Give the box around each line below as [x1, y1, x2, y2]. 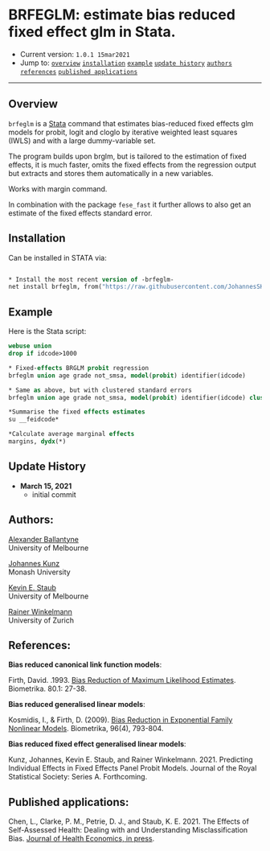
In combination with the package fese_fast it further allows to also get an [8, 199, 252, 209]
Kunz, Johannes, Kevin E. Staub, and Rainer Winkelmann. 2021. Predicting [8, 754, 253, 765]
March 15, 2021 [19, 481, 72, 491]
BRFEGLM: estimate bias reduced [8, 6, 235, 24]
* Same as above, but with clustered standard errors [8, 386, 193, 394]
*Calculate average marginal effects [8, 430, 135, 438]
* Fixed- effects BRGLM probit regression [8, 364, 149, 372]
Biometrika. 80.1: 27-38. [8, 684, 87, 693]
